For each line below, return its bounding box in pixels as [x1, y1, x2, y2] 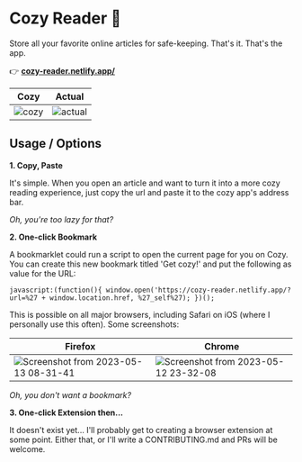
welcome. [9, 443, 46, 454]
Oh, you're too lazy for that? [9, 213, 114, 224]
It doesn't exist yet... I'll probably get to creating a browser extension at [9, 424, 273, 435]
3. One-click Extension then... [9, 407, 124, 418]
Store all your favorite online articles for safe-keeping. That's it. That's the [9, 38, 283, 49]
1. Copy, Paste [9, 159, 63, 170]
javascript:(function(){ [9, 285, 102, 294]
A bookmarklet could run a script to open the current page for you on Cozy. [9, 249, 289, 259]
